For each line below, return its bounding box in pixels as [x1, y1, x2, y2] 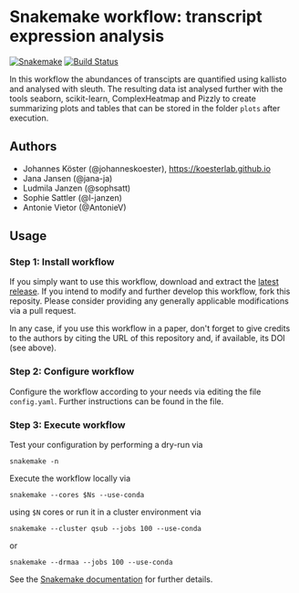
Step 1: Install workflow [9, 255, 115, 268]
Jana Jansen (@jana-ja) [22, 172, 113, 183]
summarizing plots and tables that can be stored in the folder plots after [9, 102, 281, 113]
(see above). [9, 342, 57, 353]
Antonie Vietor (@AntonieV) [22, 202, 127, 213]
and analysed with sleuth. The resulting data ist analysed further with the [9, 83, 284, 94]
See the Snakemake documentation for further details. [9, 574, 213, 585]
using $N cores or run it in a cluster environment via [9, 506, 202, 517]
